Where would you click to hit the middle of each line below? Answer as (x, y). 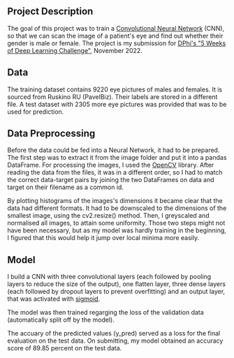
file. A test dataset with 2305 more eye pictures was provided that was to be (117, 104)
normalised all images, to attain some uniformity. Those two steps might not (116, 223)
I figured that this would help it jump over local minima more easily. (103, 238)
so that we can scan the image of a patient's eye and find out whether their (115, 36)
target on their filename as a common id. (66, 187)
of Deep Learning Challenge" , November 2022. (75, 50)
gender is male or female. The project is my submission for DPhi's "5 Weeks (117, 43)
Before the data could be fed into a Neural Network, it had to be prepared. (114, 150)
